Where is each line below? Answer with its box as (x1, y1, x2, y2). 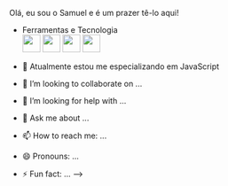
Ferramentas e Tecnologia (21, 25, 118, 35)
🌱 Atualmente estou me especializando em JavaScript (21, 61, 220, 72)
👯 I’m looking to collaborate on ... (21, 79, 143, 89)
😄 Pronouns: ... (21, 151, 80, 161)
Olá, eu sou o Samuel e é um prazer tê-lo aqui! (9, 8, 179, 18)
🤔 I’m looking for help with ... (21, 96, 127, 105)
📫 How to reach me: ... (21, 130, 107, 141)
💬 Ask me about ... (21, 112, 90, 123)
